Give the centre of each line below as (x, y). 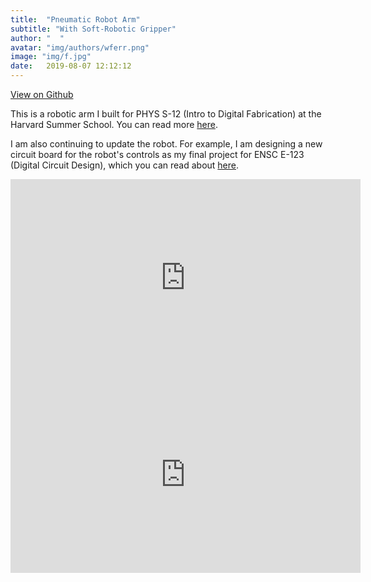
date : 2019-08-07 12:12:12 (71, 66)
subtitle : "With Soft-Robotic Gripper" (93, 29)
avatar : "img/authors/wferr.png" (80, 47)
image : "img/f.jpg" (51, 57)
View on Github (42, 94)
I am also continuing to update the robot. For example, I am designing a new (166, 144)
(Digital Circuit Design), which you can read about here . (125, 165)
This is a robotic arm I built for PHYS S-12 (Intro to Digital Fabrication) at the (166, 114)
